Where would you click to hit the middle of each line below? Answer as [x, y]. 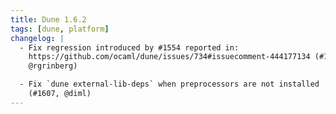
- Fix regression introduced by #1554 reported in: [129, 47]
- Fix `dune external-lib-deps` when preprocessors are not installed [169, 84]
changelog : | [37, 38]
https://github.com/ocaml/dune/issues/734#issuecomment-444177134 [169, 57]
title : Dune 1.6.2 [48, 19]
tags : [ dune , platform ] [60, 29]
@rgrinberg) [53, 66]
